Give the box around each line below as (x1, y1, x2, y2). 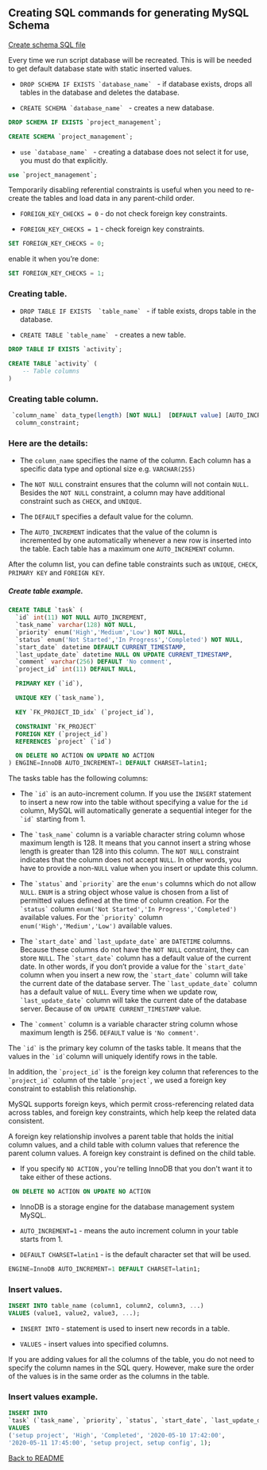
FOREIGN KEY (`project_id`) (15, 730, 109, 738)
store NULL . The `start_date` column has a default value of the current (19, 954, 252, 963)
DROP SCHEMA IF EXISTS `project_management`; (8, 118, 161, 126)
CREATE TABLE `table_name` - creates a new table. (19, 330, 187, 340)
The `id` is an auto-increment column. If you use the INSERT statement (19, 789, 252, 799)
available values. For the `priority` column (19, 913, 164, 923)
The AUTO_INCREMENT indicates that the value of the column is (19, 528, 218, 537)
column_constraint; (15, 419, 80, 427)
